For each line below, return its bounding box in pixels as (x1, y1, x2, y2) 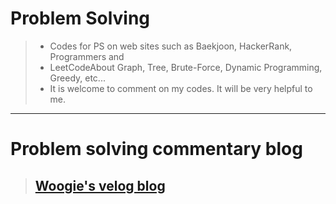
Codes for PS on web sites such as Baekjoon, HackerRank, (49, 40, 293, 52)
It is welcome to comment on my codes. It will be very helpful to (49, 82, 313, 94)
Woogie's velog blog (34, 177, 166, 194)
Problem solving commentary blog (10, 138, 303, 161)
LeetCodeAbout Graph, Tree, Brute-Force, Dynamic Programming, (49, 61, 323, 73)
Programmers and (49, 50, 125, 62)
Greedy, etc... (49, 72, 106, 84)
